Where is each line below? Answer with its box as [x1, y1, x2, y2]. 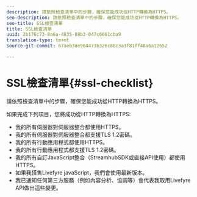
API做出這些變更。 [15, 184, 62, 192]
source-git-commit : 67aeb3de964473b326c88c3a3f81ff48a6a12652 [6, 43, 168, 49]
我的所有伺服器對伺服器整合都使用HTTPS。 [15, 123, 124, 131]
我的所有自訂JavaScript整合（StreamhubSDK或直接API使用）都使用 [15, 153, 186, 161]
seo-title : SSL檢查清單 [6, 20, 63, 26]
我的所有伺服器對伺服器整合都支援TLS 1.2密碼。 [15, 131, 135, 138]
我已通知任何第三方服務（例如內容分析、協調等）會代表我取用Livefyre [15, 176, 191, 184]
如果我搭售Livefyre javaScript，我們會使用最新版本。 [15, 168, 148, 176]
